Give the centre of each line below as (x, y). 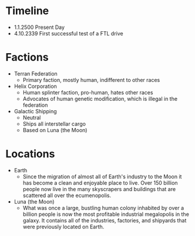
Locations (30, 154)
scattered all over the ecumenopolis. (67, 195)
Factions (27, 58)
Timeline (27, 11)
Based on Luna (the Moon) (55, 130)
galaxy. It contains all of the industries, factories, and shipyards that (105, 220)
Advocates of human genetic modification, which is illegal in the (100, 99)
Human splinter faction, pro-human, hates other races (88, 92)
